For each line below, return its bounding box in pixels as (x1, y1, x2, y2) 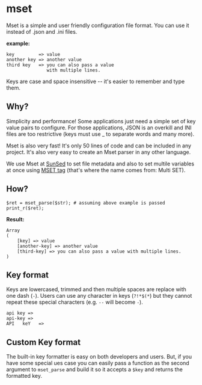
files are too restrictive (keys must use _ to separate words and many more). (6, 130, 194, 137)
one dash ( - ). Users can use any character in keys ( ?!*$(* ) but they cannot (6, 292, 192, 300)
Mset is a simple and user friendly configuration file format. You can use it (6, 22, 189, 29)
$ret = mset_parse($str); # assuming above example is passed (6, 200, 165, 206)
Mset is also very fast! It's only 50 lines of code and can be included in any (6, 142, 191, 149)
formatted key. (6, 372, 43, 380)
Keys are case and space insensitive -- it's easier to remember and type (6, 78, 185, 85)
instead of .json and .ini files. (6, 28, 78, 35)
